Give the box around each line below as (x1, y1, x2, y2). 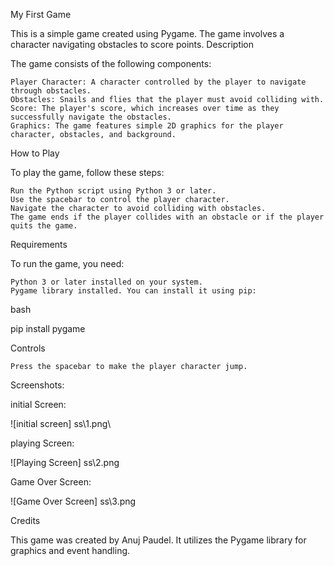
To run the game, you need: (10, 258, 125, 269)
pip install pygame (10, 323, 86, 334)
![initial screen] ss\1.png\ (10, 418, 112, 429)
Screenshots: (10, 379, 65, 391)
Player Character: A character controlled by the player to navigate (10, 77, 307, 87)
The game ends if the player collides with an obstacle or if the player (10, 212, 325, 222)
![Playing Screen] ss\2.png (10, 457, 120, 468)
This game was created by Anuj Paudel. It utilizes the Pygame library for (10, 534, 307, 546)
